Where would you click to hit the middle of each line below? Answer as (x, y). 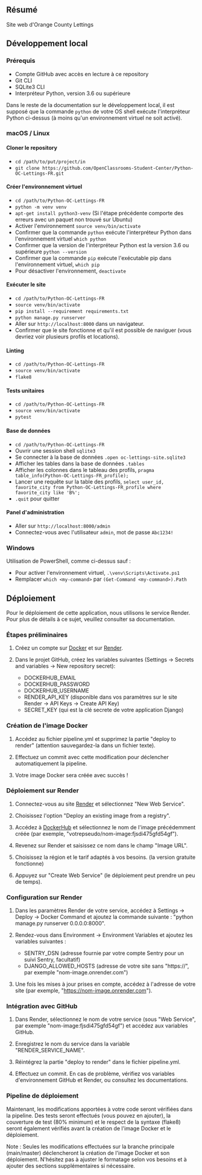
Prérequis (21, 61)
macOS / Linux (28, 134)
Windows (21, 548)
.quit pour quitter (37, 499)
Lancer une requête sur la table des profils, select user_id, (90, 481)
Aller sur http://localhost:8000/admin (62, 526)
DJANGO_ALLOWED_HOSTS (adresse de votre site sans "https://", (106, 966)
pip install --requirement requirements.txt (72, 312)
